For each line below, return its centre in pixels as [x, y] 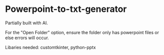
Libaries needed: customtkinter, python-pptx [51, 47]
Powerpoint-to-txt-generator [66, 9]
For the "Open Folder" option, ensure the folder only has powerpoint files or [82, 32]
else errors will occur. [27, 38]
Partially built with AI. [27, 23]
